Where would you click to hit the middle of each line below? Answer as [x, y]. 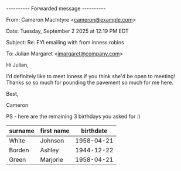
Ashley [49, 150]
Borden [19, 150]
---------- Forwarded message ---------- [56, 8]
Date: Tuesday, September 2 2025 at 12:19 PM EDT [67, 31]
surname [22, 131]
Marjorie [52, 160]
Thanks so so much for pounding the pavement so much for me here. [90, 82]
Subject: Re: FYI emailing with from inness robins [65, 42]
